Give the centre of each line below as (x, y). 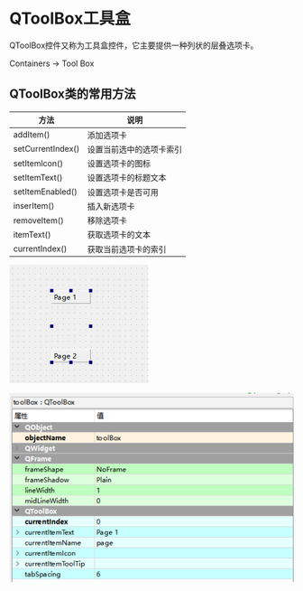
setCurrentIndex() (46, 149)
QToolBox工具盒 (70, 19)
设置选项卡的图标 (119, 163)
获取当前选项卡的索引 (127, 249)
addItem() (32, 135)
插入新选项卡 (111, 206)
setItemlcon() (38, 163)
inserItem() (34, 206)
